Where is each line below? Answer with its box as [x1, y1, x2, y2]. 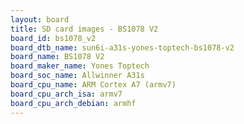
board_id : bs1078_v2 [10, 33, 97, 43]
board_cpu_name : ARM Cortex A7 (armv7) [10, 80, 177, 90]
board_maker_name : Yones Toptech [10, 61, 150, 71]
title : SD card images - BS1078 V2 [10, 24, 159, 34]
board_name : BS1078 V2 [10, 52, 105, 62]
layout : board [10, 14, 70, 25]
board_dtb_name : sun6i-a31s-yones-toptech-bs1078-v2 [10, 42, 235, 53]
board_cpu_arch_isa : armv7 [10, 89, 123, 99]
